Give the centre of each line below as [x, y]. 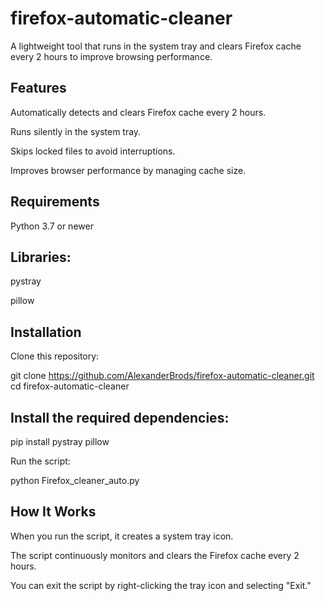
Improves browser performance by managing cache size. [128, 170]
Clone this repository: [55, 356]
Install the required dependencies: [120, 417]
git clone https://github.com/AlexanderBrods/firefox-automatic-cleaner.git [162, 376]
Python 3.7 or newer [52, 226]
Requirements [55, 202]
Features [38, 88]
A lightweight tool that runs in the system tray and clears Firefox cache [156, 46]
